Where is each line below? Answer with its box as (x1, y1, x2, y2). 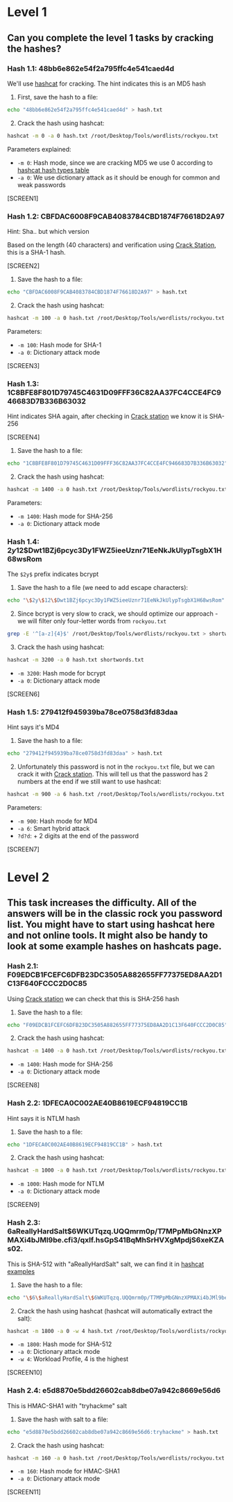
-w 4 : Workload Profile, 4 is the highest (17, 1355, 129, 1364)
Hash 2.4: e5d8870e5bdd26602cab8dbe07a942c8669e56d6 (7, 1386, 221, 1396)
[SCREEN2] (7, 262, 40, 270)
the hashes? (7, 42, 62, 54)
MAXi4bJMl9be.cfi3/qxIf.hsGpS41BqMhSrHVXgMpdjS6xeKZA (7, 1236, 224, 1245)
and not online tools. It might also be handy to (7, 929, 208, 941)
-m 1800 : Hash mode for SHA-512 (17, 1340, 112, 1348)
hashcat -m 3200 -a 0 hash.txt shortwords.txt (7, 656, 144, 663)
